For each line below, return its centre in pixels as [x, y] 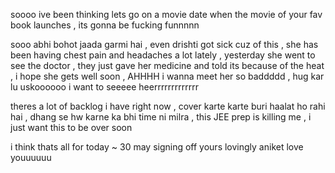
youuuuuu [31, 157]
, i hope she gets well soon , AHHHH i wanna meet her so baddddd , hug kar [167, 76]
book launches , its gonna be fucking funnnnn [105, 25]
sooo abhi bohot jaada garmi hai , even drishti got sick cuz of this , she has [164, 44]
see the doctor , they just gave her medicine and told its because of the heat [167, 65]
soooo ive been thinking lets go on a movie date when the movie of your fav [166, 14]
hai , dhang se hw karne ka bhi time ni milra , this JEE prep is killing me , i [161, 117]
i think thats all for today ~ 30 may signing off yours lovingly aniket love [157, 147]
